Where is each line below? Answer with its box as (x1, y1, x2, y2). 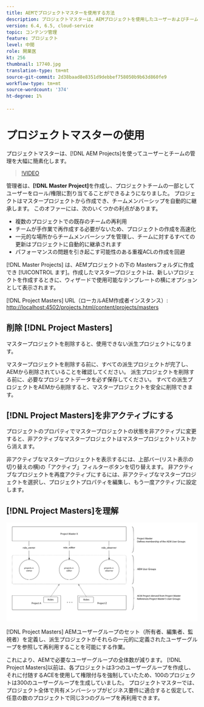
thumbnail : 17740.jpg (6, 61, 61, 67)
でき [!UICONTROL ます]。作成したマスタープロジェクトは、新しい (6, 268, 174, 276)
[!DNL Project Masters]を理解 (6, 505, 119, 516)
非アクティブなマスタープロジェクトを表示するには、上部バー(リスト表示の (6, 456, 194, 463)
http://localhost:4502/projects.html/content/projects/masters (6, 303, 159, 311)
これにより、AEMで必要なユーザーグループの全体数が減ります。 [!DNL (6, 656, 182, 663)
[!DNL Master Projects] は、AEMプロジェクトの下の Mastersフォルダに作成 (6, 261, 194, 268)
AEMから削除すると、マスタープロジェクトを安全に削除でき (38, 383, 188, 390)
